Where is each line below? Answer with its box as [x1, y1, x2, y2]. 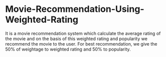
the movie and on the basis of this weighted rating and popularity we [5, 36, 147, 42]
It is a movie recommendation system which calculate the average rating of [5, 30, 161, 36]
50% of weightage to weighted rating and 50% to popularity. [5, 46, 131, 52]
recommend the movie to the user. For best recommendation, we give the [5, 41, 157, 47]
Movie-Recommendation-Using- [5, 3, 144, 15]
